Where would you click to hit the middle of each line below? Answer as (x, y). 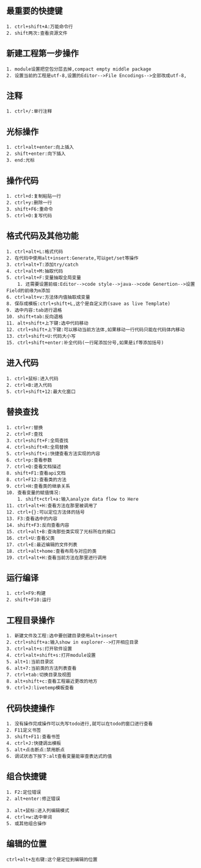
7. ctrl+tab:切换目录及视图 (39, 675)
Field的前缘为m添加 (28, 290)
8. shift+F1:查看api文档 (36, 473)
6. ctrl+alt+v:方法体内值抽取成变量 (48, 297)
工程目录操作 (31, 620)
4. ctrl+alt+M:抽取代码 (35, 271)
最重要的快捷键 (35, 11)
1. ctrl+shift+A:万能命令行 (40, 26)
